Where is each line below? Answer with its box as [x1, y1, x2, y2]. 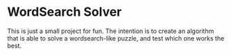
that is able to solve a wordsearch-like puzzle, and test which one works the [7, 34, 225, 42]
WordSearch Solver [7, 4, 122, 20]
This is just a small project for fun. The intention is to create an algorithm [7, 27, 214, 35]
